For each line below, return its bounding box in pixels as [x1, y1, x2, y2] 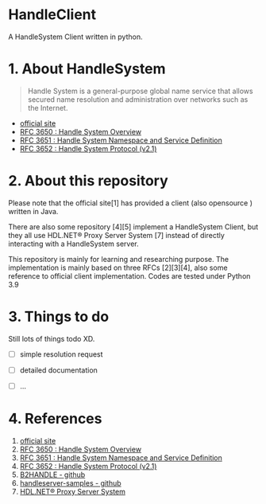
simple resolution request [19, 349, 103, 359]
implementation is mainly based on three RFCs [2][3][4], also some [8, 263, 228, 272]
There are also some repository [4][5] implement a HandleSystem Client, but [8, 221, 259, 232]
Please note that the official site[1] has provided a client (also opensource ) [8, 197, 253, 208]
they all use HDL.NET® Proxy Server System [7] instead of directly [8, 230, 225, 240]
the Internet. [27, 103, 68, 112]
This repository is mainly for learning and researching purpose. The [8, 254, 229, 264]
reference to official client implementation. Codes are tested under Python [8, 271, 251, 280]
